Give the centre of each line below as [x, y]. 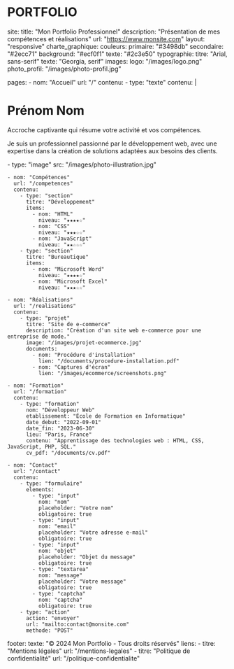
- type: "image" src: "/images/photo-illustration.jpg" [82, 164]
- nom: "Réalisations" [40, 300]
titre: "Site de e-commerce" [68, 324]
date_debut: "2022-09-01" [63, 422]
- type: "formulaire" [51, 484]
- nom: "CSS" [51, 226]
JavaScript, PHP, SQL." [42, 446]
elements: [40, 490]
